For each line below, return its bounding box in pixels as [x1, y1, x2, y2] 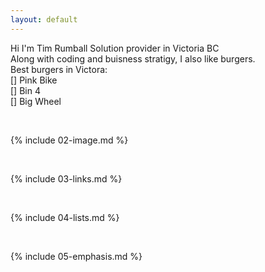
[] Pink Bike [10, 74, 58, 86]
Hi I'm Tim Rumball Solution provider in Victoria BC [10, 42, 220, 54]
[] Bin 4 [10, 84, 41, 96]
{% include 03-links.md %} [10, 172, 123, 185]
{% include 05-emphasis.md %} [10, 250, 143, 262]
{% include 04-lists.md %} [10, 211, 120, 223]
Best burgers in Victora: [10, 63, 108, 75]
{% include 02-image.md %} [10, 134, 129, 146]
